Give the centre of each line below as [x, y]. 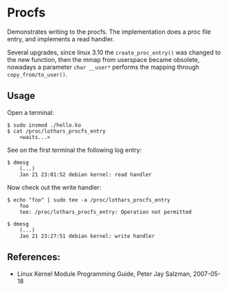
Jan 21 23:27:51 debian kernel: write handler [87, 236]
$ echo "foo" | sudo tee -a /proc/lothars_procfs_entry [89, 200]
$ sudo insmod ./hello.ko [44, 125]
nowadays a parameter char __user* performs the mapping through [103, 67]
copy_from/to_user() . [37, 74]
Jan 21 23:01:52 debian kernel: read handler [86, 174]
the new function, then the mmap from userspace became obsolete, [103, 59]
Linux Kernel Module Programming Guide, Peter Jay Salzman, [104, 274]
